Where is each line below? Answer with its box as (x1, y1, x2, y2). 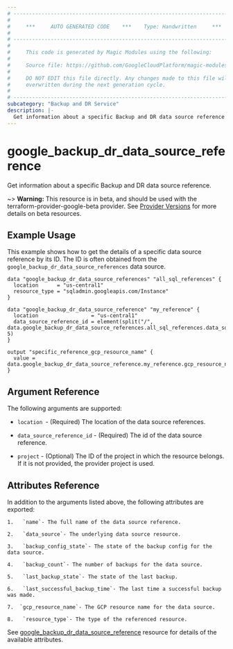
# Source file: (7, 62, 64, 69)
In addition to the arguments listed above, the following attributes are (7, 498, 204, 506)
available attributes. (7, 636, 64, 643)
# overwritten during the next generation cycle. (7, 81, 166, 88)
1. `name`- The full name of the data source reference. (7, 519, 182, 525)
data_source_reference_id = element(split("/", (13, 319, 154, 326)
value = (13, 355, 36, 362)
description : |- (7, 107, 54, 114)
